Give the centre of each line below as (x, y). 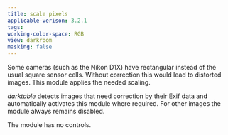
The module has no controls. (49, 125)
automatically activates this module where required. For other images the (114, 103)
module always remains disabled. (56, 111)
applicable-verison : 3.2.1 (47, 21)
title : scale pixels (38, 14)
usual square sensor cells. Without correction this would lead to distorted (114, 75)
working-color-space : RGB (45, 34)
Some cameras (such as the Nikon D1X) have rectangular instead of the (112, 67)
